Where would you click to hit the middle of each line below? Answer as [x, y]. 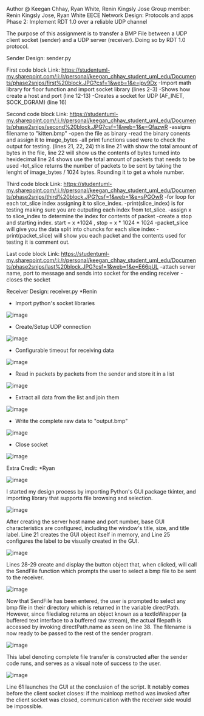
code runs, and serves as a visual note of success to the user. [84, 663]
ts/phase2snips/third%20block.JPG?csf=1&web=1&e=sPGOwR [85, 197]
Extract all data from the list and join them [67, 397]
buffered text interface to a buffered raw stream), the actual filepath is [94, 620]
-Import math [175, 83]
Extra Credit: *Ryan [31, 468]
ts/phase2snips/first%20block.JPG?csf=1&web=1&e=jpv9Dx [82, 83]
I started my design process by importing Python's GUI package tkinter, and [101, 491]
